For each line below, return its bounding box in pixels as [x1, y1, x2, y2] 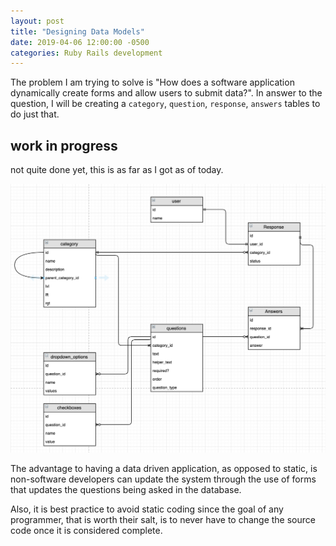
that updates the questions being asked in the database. [10, 483, 242, 495]
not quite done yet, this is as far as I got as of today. [10, 164, 224, 176]
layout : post [10, 16, 65, 26]
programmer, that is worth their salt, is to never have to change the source [10, 513, 316, 525]
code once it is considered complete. [10, 524, 163, 536]
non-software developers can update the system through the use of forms [10, 473, 317, 485]
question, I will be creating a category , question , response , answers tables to [10, 98, 321, 110]
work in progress [10, 137, 118, 154]
